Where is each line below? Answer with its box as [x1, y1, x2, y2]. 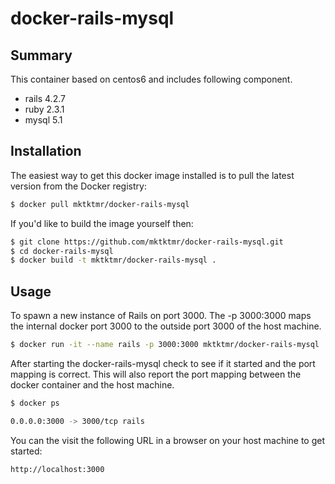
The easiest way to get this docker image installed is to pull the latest [10, 169, 295, 181]
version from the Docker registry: [10, 180, 147, 192]
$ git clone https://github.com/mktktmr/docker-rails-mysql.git [10, 237, 284, 247]
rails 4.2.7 [24, 93, 66, 104]
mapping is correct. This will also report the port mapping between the [10, 368, 302, 380]
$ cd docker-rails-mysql [10, 246, 114, 256]
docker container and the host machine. [10, 379, 175, 391]
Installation [10, 143, 82, 160]
